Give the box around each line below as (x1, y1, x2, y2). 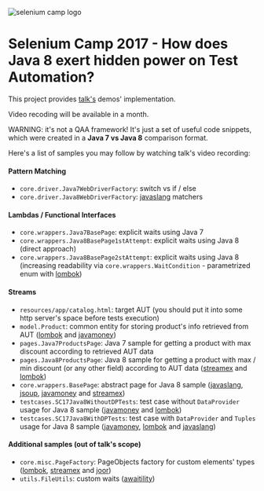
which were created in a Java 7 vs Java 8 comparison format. (8, 133, 208, 142)
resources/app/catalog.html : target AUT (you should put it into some (19, 305, 243, 314)
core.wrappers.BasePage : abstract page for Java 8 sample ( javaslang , (19, 379, 244, 389)
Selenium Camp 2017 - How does (8, 35, 229, 53)
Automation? (8, 68, 95, 86)
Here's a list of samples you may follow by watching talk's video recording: (8, 148, 251, 157)
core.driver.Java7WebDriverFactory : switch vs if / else (19, 184, 196, 193)
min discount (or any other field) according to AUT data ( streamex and (19, 363, 247, 372)
